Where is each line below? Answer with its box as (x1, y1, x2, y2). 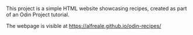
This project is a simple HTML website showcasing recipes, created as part (6, 5, 187, 12)
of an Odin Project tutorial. (6, 11, 70, 18)
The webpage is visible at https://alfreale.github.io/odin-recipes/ (6, 23, 161, 29)
